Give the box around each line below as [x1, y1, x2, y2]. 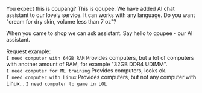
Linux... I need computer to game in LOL [6, 80, 107, 87]
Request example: [6, 48, 51, 55]
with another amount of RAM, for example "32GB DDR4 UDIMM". [6, 60, 168, 68]
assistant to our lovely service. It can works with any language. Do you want [6, 11, 195, 19]
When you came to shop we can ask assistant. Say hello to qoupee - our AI [6, 30, 193, 37]
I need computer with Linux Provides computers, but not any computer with [6, 74, 197, 80]
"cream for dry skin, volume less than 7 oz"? [6, 18, 116, 25]
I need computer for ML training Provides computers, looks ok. [6, 67, 167, 74]
